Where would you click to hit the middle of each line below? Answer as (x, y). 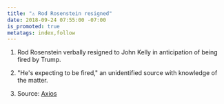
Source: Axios (37, 94)
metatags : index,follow (41, 33)
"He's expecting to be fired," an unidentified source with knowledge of (117, 73)
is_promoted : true (33, 26)
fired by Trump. (39, 60)
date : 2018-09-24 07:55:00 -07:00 (57, 20)
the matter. (32, 81)
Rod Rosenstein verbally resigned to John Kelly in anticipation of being (118, 52)
